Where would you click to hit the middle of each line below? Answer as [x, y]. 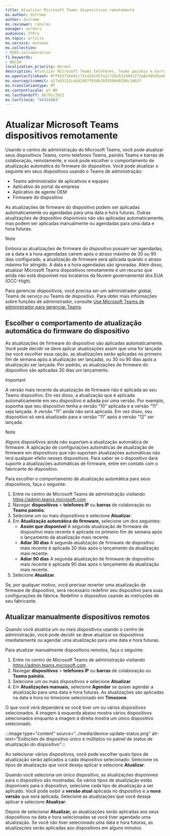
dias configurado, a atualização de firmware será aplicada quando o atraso [83, 259]
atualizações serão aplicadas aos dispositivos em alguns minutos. [74, 828]
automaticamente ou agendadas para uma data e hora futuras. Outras [78, 213]
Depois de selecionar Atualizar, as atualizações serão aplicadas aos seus [82, 812]
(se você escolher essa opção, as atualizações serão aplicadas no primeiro [83, 354]
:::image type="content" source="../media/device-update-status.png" [78, 733]
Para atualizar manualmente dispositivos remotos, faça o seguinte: [75, 650]
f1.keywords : [19, 57]
